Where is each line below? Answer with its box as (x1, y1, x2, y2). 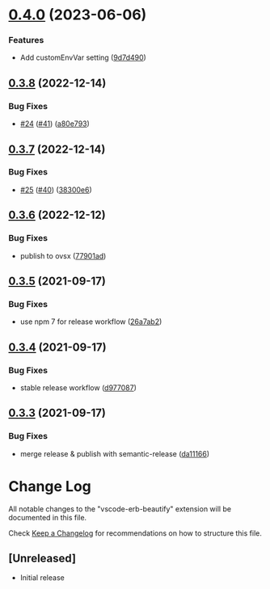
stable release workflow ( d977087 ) (19, 382, 137, 393)
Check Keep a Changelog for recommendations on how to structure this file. (8, 528, 263, 538)
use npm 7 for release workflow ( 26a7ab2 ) (19, 317, 162, 326)
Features (8, 35, 44, 46)
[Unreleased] (8, 551, 77, 565)
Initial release (19, 573, 65, 583)
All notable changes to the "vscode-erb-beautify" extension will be (8, 503, 232, 514)
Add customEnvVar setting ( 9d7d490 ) (19, 53, 147, 62)
